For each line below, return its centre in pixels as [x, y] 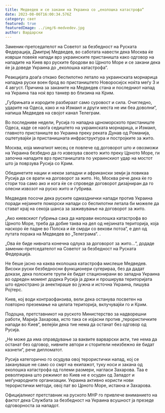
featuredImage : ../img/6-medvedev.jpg [45, 28]
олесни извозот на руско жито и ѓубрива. [49, 189]
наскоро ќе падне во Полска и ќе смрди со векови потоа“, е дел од [76, 229]
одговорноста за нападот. [33, 405]
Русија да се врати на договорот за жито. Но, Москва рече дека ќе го [79, 178]
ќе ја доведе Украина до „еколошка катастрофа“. [57, 68]
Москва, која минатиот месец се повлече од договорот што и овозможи [82, 148]
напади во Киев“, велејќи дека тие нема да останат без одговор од [76, 324]
